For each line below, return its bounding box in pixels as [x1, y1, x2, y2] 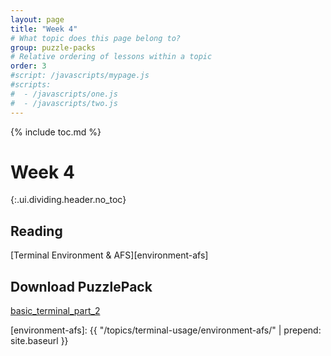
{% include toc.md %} [10, 126, 102, 138]
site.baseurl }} [10, 335, 69, 347]
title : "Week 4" [10, 24, 78, 34]
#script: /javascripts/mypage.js [10, 71, 150, 81]
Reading [10, 222, 63, 240]
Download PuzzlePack [10, 278, 153, 295]
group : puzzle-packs [10, 42, 97, 53]
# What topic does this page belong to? [10, 33, 182, 43]
